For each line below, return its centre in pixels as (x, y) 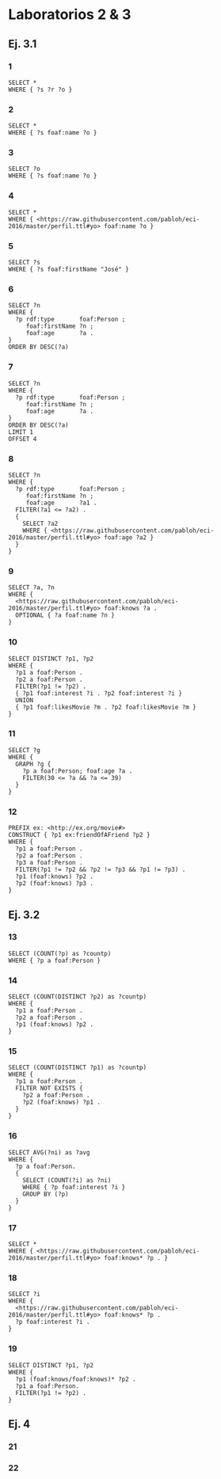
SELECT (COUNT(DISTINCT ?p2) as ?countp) (78, 997)
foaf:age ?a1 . (61, 503)
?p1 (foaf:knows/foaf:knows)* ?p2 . (76, 1379)
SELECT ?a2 (40, 523)
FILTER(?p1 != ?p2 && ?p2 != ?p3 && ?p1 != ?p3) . (101, 870)
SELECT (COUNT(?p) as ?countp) (60, 953)
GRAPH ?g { (33, 764)
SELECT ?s (25, 263)
